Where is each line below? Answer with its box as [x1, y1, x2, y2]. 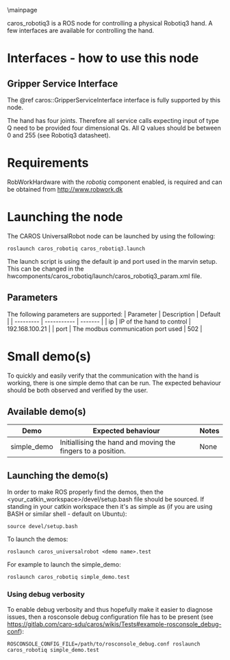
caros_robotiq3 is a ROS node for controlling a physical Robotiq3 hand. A [7, 19, 214, 27]
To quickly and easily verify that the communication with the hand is [7, 371, 199, 380]
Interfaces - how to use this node [7, 51, 199, 66]
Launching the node [7, 209, 123, 225]
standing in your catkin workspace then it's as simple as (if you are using [7, 503, 213, 511]
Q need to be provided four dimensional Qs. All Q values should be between [7, 124, 221, 132]
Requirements [7, 155, 89, 171]
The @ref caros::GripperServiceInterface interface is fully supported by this [7, 96, 221, 104]
